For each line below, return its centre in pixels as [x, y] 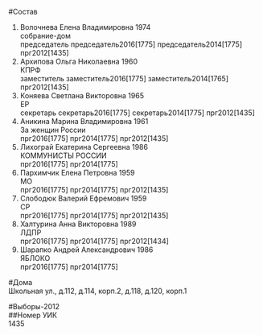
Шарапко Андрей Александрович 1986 [86, 250]
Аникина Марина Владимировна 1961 [84, 121]
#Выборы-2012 [34, 306]
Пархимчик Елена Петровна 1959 [77, 173]
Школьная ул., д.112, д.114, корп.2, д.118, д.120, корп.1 [98, 291]
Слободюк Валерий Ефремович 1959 [83, 198]
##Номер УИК [33, 315]
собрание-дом [45, 36]
